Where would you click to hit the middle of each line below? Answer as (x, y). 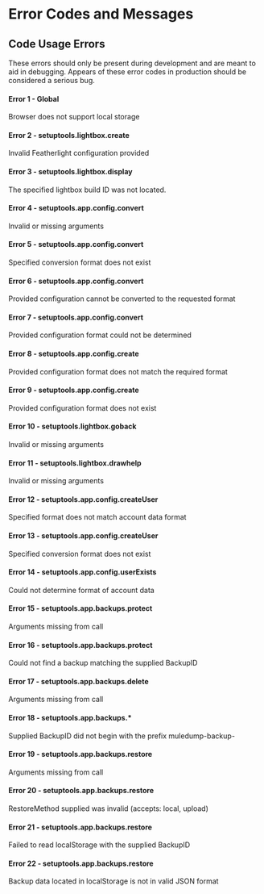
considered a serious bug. (52, 80)
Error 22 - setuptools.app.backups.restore (81, 863)
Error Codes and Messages (101, 14)
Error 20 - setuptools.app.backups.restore (81, 791)
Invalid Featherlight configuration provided (79, 153)
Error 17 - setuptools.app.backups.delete (78, 681)
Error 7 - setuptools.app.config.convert (76, 317)
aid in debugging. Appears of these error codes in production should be (128, 72)
